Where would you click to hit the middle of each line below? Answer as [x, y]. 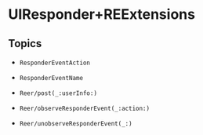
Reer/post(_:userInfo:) [58, 93]
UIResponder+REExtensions [102, 15]
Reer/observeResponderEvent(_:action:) [85, 108]
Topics [25, 44]
